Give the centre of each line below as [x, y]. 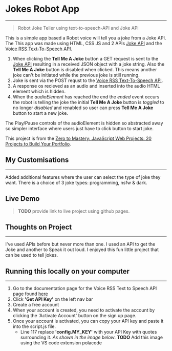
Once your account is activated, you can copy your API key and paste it [88, 321]
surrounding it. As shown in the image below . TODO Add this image [91, 337]
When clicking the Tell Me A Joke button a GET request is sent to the [85, 58]
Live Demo [23, 199]
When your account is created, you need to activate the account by [84, 310]
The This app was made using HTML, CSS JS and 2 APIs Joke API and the [84, 43]
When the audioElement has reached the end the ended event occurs [86, 97]
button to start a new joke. [40, 113]
